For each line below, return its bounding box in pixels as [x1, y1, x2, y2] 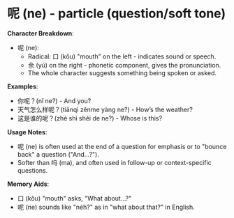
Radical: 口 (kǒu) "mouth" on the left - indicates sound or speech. [27, 52, 217, 61]
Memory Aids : [7, 180, 50, 188]
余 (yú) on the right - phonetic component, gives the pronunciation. [27, 61, 221, 69]
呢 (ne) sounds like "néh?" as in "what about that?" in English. [17, 203, 195, 211]
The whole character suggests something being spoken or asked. [27, 68, 217, 77]
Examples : [7, 82, 38, 91]
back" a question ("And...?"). [17, 150, 99, 158]
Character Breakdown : [7, 29, 75, 38]
